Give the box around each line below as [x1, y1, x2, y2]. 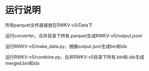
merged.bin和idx [5, 60, 40, 66]
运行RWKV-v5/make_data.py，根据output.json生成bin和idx [5, 43, 128, 49]
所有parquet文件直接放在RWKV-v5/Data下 [5, 22, 93, 28]
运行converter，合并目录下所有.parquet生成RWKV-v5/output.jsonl [5, 32, 142, 38]
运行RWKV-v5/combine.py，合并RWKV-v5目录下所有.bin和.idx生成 [5, 53, 144, 60]
